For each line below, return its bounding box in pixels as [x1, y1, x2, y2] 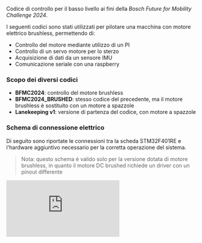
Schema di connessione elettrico [6, 124, 105, 132]
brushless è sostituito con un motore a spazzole [14, 102, 134, 109]
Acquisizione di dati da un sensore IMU [14, 54, 113, 61]
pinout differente [21, 168, 63, 175]
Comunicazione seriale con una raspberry [14, 60, 119, 68]
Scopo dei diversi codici [6, 75, 78, 84]
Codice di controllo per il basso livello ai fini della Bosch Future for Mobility [6, 5, 192, 12]
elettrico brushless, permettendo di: [6, 30, 95, 37]
